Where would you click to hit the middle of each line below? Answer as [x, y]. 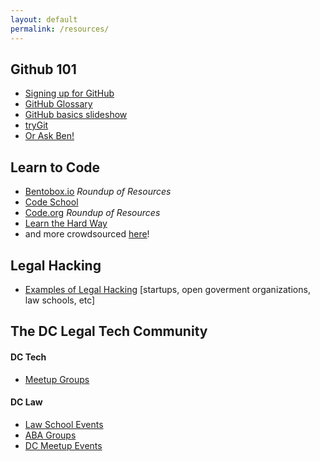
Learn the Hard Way [66, 223]
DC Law [26, 402]
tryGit [36, 125]
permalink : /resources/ [60, 29]
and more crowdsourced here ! [87, 234]
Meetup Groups [57, 379]
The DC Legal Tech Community [109, 331]
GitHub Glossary [58, 104]
